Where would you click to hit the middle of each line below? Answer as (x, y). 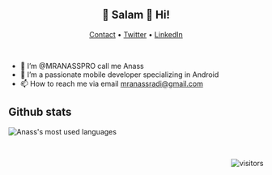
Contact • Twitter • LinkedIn (136, 34)
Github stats (40, 112)
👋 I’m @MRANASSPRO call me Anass (82, 66)
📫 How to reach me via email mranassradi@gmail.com (112, 83)
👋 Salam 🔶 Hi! (136, 15)
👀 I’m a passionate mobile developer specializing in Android (119, 75)
